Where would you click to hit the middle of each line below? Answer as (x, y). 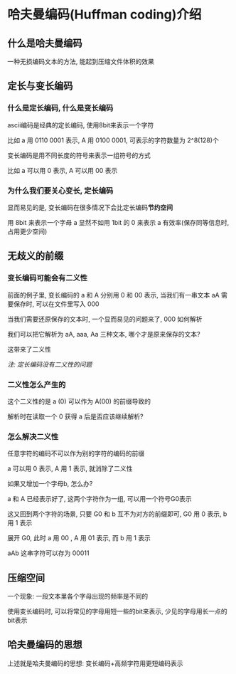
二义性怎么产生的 (37, 384)
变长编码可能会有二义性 (47, 278)
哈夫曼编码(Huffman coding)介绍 (104, 15)
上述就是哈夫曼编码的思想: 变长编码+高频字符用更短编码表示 (95, 663)
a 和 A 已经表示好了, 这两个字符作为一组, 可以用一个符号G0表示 (100, 499)
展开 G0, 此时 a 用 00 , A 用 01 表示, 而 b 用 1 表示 (79, 538)
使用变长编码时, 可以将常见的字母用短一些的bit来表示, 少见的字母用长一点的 (117, 611)
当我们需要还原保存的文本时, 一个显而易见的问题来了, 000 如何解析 (105, 319)
